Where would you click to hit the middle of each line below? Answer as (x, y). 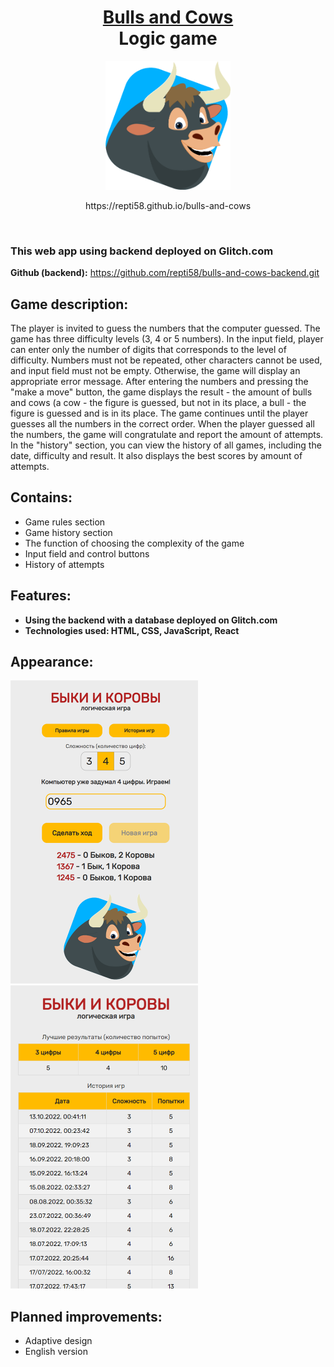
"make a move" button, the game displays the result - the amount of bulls (161, 392)
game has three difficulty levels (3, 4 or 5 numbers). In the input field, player (167, 338)
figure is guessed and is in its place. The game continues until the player (159, 413)
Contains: (41, 497)
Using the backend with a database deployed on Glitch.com (151, 620)
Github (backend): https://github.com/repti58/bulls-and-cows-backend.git (165, 273)
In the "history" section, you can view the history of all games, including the (166, 445)
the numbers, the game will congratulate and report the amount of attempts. (167, 434)
